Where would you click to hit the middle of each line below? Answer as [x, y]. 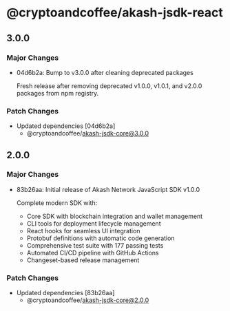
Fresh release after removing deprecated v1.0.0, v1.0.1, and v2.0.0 [109, 86]
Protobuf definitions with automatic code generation [101, 238]
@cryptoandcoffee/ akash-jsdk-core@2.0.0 [88, 300]
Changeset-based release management [83, 260]
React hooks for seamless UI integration [83, 230]
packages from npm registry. [57, 93]
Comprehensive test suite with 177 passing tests [95, 245]
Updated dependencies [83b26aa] [65, 293]
